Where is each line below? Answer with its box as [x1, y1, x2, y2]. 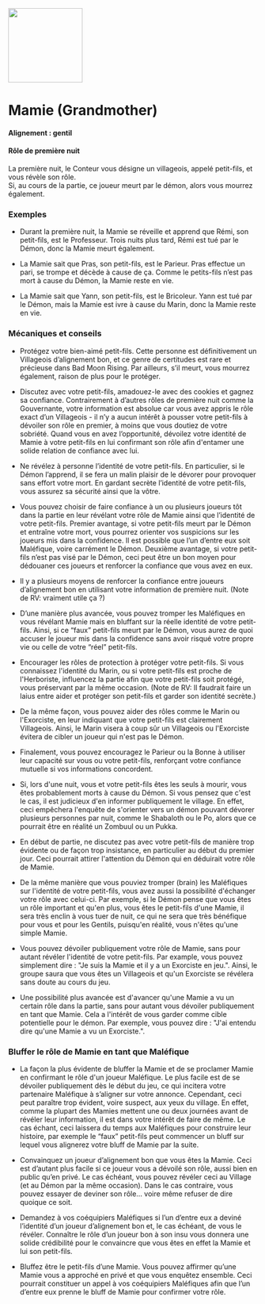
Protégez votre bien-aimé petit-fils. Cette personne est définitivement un [19, 346, 257, 355]
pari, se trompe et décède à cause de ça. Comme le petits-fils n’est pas [19, 267, 253, 277]
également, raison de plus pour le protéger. [19, 371, 161, 381]
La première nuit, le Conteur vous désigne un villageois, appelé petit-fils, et [8, 163, 253, 173]
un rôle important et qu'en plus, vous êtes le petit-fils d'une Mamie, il [19, 903, 244, 912]
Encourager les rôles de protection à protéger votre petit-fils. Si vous [19, 658, 244, 667]
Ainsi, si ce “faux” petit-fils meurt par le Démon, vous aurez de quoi [33, 625, 253, 635]
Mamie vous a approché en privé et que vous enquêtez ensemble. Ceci [19, 1270, 252, 1279]
